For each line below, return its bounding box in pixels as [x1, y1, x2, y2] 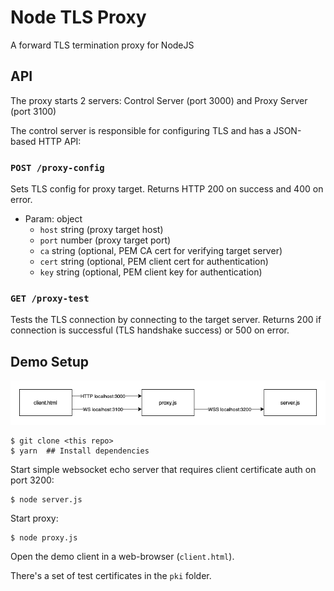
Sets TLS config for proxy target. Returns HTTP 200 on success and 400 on [10, 183, 324, 195]
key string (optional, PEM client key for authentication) [39, 266, 263, 278]
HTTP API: [38, 135, 82, 147]
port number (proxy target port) [39, 234, 172, 246]
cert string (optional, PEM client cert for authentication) [39, 256, 269, 268]
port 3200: [10, 474, 55, 486]
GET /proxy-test [10, 292, 90, 304]
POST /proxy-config [10, 162, 105, 173]
